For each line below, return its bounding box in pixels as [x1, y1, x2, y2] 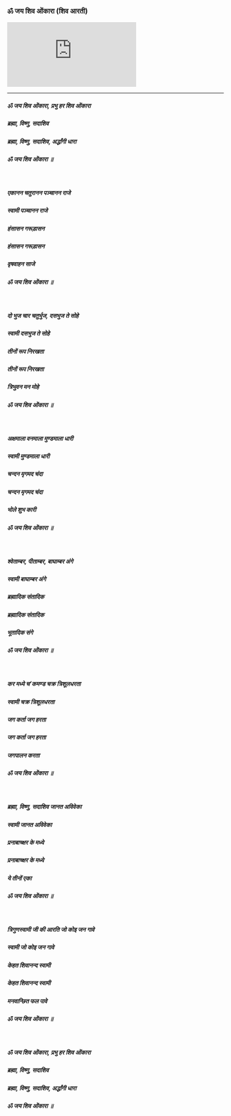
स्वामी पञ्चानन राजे [7, 206, 48, 215]
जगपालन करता [7, 751, 40, 759]
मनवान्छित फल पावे [7, 997, 47, 1005]
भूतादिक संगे [7, 628, 33, 637]
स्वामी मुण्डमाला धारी [7, 452, 50, 461]
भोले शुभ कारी [7, 506, 36, 514]
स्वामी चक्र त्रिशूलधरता [7, 697, 55, 706]
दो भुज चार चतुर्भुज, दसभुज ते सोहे [7, 311, 79, 319]
